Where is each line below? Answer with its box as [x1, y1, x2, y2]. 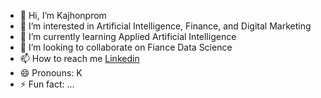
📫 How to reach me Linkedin [19, 53, 140, 64]
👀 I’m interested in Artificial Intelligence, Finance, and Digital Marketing [19, 20, 312, 32]
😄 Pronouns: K [19, 67, 83, 79]
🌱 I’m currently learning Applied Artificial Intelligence [19, 31, 237, 42]
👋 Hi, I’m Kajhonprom [19, 10, 107, 21]
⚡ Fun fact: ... [19, 78, 75, 90]
